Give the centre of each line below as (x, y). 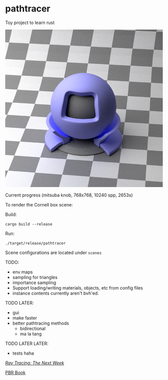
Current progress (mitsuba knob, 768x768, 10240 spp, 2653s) (69, 195)
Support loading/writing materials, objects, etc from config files (78, 287)
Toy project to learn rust (30, 22)
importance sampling (34, 282)
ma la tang (31, 333)
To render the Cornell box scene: (39, 204)
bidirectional (33, 328)
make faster (25, 317)
